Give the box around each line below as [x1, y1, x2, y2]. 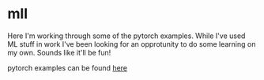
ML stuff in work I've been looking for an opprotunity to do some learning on [7, 39, 256, 48]
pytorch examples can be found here [7, 63, 128, 72]
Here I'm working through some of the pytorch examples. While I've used [7, 31, 246, 40]
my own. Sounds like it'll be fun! [7, 48, 111, 57]
